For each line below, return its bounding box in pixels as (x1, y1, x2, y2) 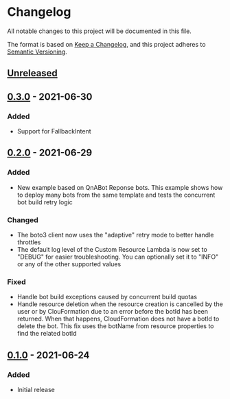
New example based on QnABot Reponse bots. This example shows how (16, 183, 223, 191)
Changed (7, 215, 39, 224)
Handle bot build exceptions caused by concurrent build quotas (16, 293, 198, 301)
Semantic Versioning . (7, 47, 67, 56)
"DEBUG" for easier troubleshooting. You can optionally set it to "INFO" (16, 252, 219, 261)
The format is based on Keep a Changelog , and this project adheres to (7, 40, 206, 48)
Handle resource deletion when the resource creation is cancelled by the (16, 300, 223, 308)
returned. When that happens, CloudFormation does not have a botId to (16, 314, 220, 323)
